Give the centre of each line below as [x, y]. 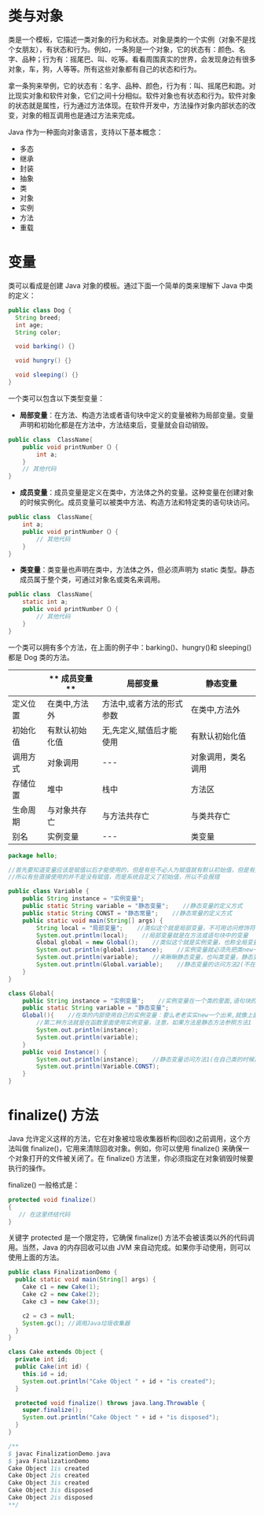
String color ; [38, 332]
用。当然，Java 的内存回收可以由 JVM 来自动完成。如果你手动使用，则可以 [130, 1247]
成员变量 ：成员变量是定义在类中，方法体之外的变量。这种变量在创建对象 [136, 492]
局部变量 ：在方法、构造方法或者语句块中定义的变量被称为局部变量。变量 [136, 415]
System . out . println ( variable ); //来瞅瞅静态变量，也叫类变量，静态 [145, 958]
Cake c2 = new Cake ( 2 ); [61, 1295]
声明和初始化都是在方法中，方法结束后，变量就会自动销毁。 [116, 424]
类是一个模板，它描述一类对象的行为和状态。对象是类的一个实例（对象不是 [128, 39]
